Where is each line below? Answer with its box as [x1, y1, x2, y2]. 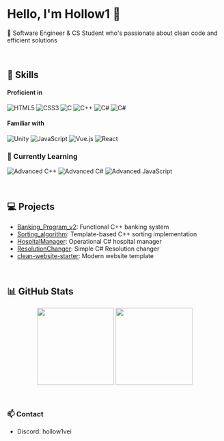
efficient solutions [7, 36, 58, 44]
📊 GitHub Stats [7, 286, 74, 297]
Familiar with [7, 119, 44, 127]
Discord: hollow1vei [16, 427, 72, 436]
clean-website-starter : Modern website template [16, 251, 154, 260]
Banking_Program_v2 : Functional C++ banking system [16, 223, 169, 231]
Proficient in [7, 88, 43, 97]
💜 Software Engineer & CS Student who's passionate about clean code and [7, 29, 218, 37]
